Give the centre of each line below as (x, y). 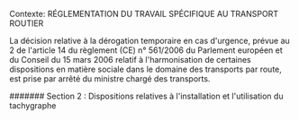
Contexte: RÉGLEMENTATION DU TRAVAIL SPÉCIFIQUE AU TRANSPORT (144, 14)
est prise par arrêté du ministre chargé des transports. (110, 79)
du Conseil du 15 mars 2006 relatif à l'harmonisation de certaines (130, 60)
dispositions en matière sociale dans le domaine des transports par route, (145, 69)
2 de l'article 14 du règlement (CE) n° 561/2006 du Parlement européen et (146, 50)
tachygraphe (33, 106)
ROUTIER (27, 23)
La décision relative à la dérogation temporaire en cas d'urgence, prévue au (149, 41)
